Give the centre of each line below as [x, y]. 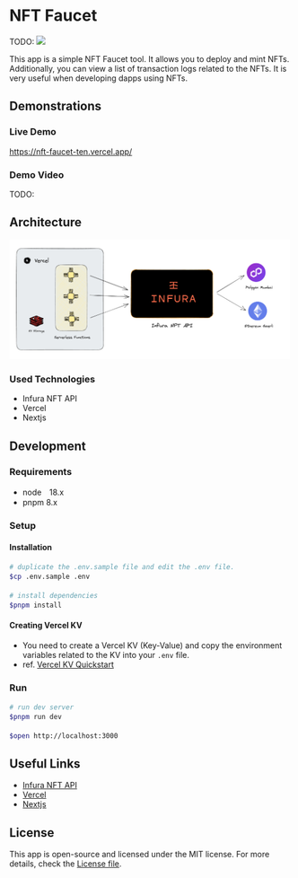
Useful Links [45, 764]
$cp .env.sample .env [50, 577]
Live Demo [33, 132]
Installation [31, 547]
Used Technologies [53, 380]
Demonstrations [55, 106]
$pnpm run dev [36, 716]
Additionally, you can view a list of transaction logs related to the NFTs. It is [148, 68]
